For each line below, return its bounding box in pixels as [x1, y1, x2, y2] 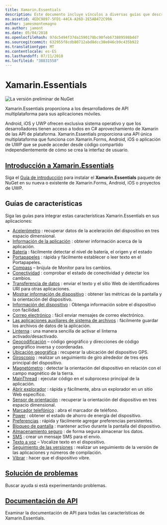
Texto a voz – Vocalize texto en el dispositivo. [12, 438, 106, 445]
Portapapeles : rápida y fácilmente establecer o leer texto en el [12, 254, 142, 260]
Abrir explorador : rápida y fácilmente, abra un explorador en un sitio [12, 386, 153, 392]
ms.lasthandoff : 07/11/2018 [5, 53, 64, 59]
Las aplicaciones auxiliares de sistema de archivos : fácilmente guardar [12, 317, 159, 323]
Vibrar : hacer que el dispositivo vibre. [12, 454, 90, 460]
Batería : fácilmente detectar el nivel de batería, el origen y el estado [12, 249, 153, 255]
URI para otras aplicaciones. [12, 285, 71, 291]
